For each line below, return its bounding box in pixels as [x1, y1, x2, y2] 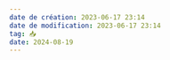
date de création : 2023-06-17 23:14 [9, 12, 145, 22]
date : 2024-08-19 [9, 37, 74, 47]
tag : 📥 [9, 29, 37, 38]
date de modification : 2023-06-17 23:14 [9, 21, 162, 30]
